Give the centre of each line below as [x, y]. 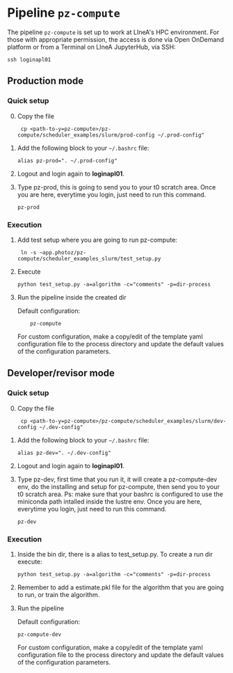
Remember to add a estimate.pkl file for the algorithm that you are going [120, 587]
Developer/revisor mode [61, 373]
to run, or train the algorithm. [58, 594]
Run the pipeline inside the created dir [72, 297]
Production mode [46, 81]
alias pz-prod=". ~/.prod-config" [67, 161]
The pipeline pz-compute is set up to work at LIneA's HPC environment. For [113, 32]
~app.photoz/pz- [63, 252]
